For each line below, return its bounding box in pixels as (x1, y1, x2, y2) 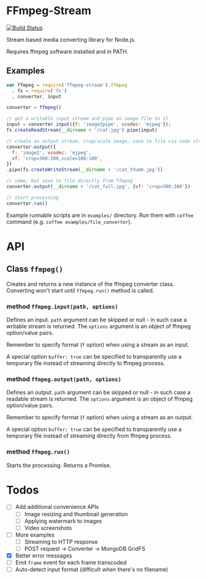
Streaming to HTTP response (24, 538, 98, 545)
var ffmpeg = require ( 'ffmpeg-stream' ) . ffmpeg (6, 82, 128, 88)
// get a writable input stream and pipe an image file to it (6, 116, 169, 122)
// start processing (6, 194, 59, 200)
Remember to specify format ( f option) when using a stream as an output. (6, 414, 193, 421)
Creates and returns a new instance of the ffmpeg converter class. (6, 280, 175, 288)
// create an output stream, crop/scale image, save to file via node (6, 138, 191, 144)
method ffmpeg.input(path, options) (6, 302, 118, 310)
